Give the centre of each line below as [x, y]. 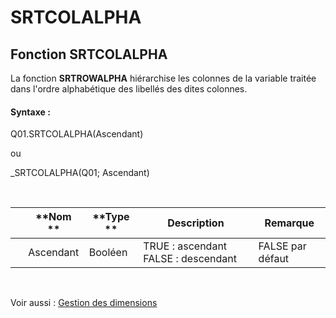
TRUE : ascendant [185, 246]
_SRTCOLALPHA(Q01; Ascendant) [80, 173]
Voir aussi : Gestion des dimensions [84, 303]
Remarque [289, 223]
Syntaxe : [30, 112]
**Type [111, 217]
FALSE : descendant [190, 259]
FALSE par [282, 246]
